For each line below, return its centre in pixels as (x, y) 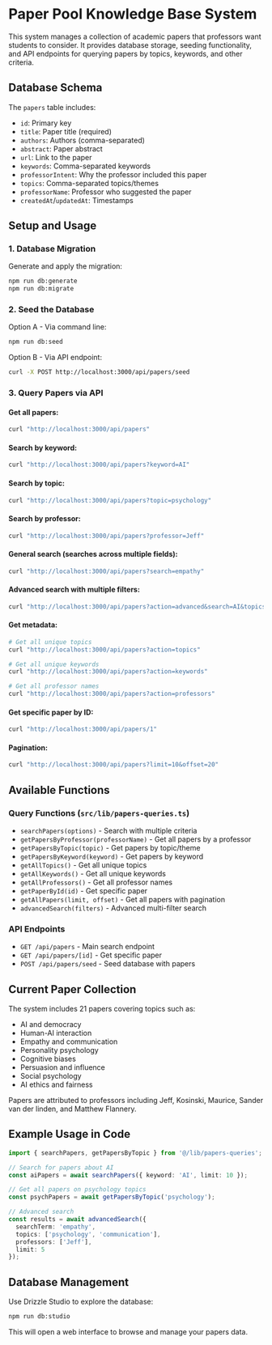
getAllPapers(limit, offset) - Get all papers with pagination (122, 899)
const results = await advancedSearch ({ (78, 1220)
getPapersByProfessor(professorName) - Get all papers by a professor (136, 839)
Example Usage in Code (70, 1134)
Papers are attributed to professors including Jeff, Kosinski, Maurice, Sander (136, 1101)
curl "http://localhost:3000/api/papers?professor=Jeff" (106, 536)
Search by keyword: (43, 448)
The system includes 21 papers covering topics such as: (102, 1009)
